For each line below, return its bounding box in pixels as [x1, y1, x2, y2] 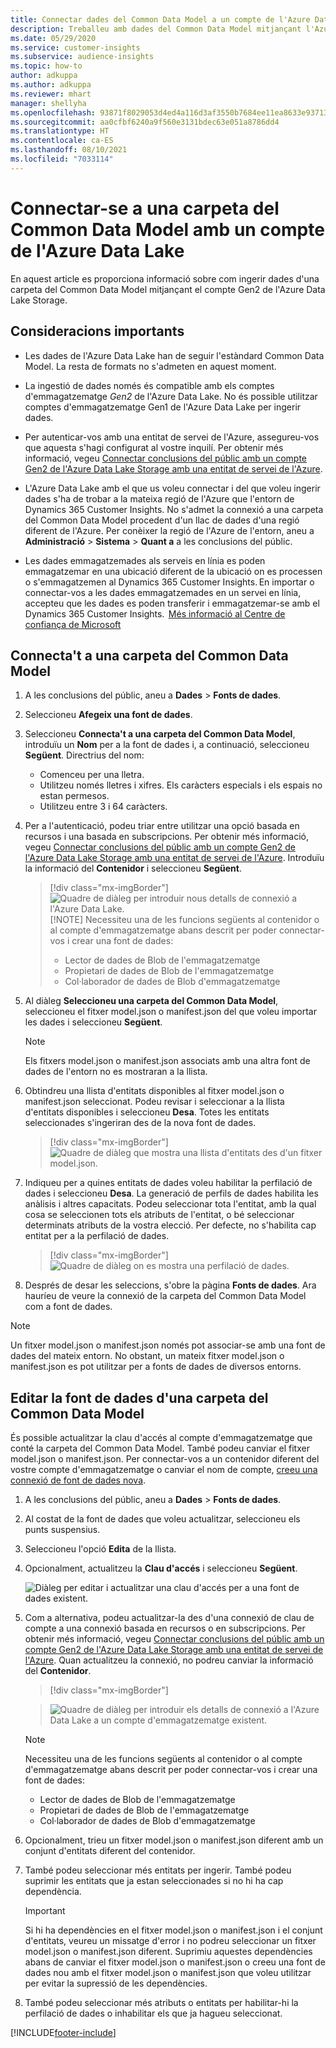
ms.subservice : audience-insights [10, 52, 155, 62]
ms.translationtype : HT [10, 126, 110, 136]
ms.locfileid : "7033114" [10, 154, 114, 164]
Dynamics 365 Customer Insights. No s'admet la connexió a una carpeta [24, 503, 324, 515]
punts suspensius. [24, 1524, 101, 1536]
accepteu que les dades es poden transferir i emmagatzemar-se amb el [24, 597, 320, 609]
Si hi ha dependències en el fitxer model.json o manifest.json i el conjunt [24, 1924, 323, 1936]
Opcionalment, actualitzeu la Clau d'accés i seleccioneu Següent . [24, 1562, 298, 1575]
